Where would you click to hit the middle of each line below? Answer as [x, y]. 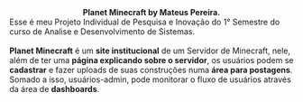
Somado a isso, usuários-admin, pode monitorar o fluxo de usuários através [150, 79]
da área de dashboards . [55, 89]
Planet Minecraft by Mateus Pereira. [151, 12]
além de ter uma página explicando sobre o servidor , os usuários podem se [151, 60]
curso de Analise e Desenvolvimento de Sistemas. [102, 32]
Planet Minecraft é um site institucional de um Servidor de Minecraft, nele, [150, 51]
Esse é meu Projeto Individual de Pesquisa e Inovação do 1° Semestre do [145, 22]
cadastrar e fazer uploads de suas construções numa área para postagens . [151, 70]
